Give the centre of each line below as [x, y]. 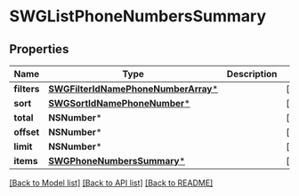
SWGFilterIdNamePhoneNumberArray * [133, 89]
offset [27, 132]
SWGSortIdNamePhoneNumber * [119, 103]
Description [252, 74]
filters [27, 89]
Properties [39, 49]
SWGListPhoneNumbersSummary [138, 16]
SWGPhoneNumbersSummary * [117, 161]
